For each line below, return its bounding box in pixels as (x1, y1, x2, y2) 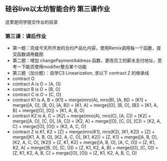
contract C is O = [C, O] (12, 91, 61, 97)
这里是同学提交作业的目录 (5, 19, 58, 25)
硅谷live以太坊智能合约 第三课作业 (5, 4, 110, 13)
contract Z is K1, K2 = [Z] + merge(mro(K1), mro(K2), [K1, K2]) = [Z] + (12, 129, 155, 135)
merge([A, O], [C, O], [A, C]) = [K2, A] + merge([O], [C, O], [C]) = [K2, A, (12, 118, 161, 124)
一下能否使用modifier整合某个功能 (16, 64, 87, 70)
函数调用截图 (16, 51, 43, 57)
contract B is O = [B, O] (12, 86, 61, 92)
